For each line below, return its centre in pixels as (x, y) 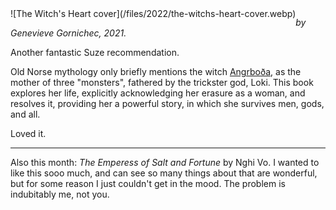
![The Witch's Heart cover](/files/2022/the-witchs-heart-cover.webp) (153, 13)
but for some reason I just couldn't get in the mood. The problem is (148, 183)
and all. (25, 114)
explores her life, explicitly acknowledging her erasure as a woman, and (158, 93)
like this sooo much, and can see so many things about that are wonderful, (164, 173)
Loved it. (28, 133)
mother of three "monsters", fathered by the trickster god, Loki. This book (162, 82)
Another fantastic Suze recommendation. (95, 52)
